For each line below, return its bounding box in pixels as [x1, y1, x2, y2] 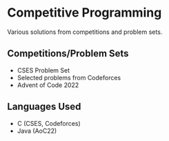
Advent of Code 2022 [17, 81, 79, 89]
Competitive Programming [7, 5, 162, 21]
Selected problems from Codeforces [17, 73, 121, 82]
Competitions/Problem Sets [7, 48, 129, 59]
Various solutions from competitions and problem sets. [7, 28, 163, 36]
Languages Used [7, 101, 81, 113]
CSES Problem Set [17, 66, 70, 74]
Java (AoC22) [17, 126, 57, 135]
